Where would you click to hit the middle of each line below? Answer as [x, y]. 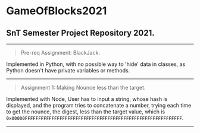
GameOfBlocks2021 [57, 11]
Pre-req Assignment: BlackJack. [60, 53]
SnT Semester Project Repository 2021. [80, 33]
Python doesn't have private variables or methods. [68, 70]
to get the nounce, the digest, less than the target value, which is [86, 112]
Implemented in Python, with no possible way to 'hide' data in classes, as [96, 64]
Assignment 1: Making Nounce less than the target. [83, 88]
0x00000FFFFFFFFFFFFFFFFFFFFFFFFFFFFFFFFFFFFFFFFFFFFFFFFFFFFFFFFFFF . [95, 118]
